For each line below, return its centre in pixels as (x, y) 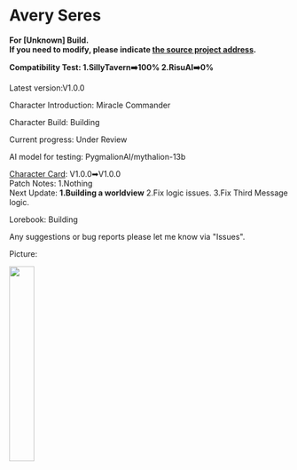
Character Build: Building (55, 122)
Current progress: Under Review (68, 139)
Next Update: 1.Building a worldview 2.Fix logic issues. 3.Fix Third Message (148, 193)
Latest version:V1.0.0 (47, 88)
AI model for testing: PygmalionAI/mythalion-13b (98, 156)
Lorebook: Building (43, 219)
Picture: (23, 253)
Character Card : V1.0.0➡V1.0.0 (65, 173)
